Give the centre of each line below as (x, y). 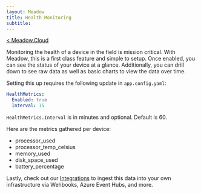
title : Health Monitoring (39, 18)
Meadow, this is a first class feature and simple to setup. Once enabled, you (101, 59)
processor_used (35, 141)
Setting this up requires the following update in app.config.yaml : (86, 83)
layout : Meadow (25, 12)
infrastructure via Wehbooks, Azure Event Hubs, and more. (80, 185)
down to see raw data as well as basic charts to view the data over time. (96, 72)
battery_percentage (40, 166)
